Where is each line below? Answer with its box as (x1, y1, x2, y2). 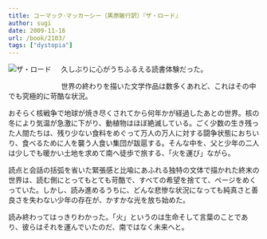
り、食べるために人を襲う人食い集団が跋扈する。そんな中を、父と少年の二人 (8, 138, 260, 148)
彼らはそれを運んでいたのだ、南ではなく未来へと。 (22, 222, 189, 232)
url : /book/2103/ (8, 34, 66, 42)
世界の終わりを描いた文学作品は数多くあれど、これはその (61, 82, 249, 91)
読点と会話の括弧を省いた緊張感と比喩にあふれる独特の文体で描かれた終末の (8, 165, 260, 175)
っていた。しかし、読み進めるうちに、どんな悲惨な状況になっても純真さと (8, 185, 252, 195)
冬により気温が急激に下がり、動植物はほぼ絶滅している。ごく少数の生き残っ (8, 118, 259, 128)
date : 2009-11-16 (8, 26, 66, 34)
